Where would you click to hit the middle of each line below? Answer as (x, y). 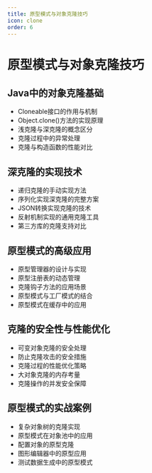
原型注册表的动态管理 (49, 278)
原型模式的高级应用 (49, 250)
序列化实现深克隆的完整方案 (58, 199)
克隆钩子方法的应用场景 (52, 287)
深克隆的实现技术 (45, 172)
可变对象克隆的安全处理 (52, 348)
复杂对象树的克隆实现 (49, 426)
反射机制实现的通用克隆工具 (58, 217)
